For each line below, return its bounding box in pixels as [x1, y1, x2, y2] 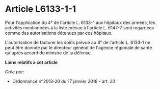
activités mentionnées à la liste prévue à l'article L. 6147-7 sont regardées [5, 24, 154, 30]
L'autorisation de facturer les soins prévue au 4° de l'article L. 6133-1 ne [5, 39, 151, 45]
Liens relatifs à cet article [5, 59, 58, 65]
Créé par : [5, 68, 25, 74]
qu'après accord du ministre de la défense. [5, 50, 92, 56]
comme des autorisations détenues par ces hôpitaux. [5, 30, 113, 36]
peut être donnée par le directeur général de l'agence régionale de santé [5, 44, 152, 50]
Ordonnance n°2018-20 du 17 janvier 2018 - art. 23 [12, 78, 115, 84]
